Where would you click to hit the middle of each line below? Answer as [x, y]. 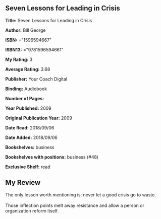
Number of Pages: [25, 98]
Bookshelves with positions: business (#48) [52, 157]
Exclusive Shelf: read [28, 167]
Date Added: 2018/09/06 [32, 137]
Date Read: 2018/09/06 [30, 127]
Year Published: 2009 [28, 108]
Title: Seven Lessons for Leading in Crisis [49, 20]
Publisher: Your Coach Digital [36, 79]
